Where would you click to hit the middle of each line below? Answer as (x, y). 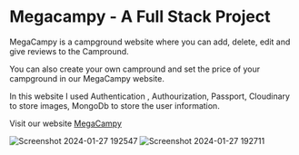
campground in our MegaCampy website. (87, 78)
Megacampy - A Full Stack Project (140, 17)
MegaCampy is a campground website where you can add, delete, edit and (150, 42)
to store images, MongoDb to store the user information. (115, 105)
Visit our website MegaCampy (66, 123)
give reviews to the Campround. (69, 51)
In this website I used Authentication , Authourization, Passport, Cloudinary (150, 96)
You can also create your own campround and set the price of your (135, 69)
